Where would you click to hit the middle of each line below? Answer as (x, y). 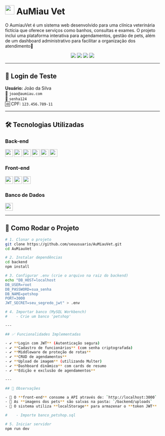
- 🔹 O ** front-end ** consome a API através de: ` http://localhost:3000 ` (81, 397)
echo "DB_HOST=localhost (30, 280)
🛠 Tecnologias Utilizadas (45, 125)
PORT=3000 (15, 298)
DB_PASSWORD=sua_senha (28, 289)
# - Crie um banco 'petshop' (38, 317)
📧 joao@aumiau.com (24, 93)
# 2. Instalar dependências (34, 258)
